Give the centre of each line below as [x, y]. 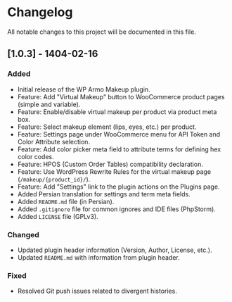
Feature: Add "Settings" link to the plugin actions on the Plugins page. [118, 187]
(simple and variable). [49, 104]
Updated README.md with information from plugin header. [99, 257]
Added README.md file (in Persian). [66, 201]
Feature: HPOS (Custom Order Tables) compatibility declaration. [110, 164]
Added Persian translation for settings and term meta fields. [104, 194]
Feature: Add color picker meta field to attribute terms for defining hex [119, 149]
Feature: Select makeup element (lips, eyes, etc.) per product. [107, 127]
